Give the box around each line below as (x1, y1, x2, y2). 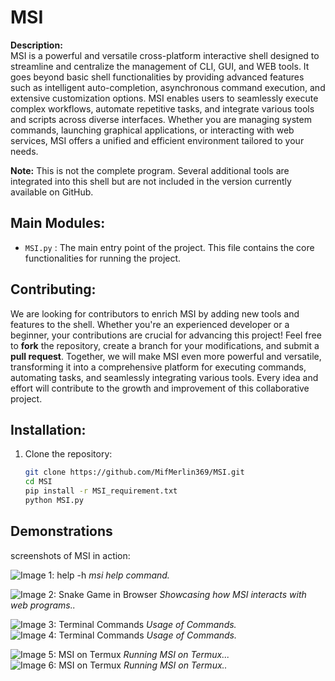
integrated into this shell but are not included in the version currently (10, 175, 292, 187)
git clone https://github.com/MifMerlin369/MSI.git (24, 467, 245, 478)
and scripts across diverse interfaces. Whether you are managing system (10, 113, 312, 125)
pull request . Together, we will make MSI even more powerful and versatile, (10, 350, 322, 362)
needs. (10, 145, 39, 157)
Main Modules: (10, 215, 106, 232)
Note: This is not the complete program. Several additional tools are (10, 164, 290, 176)
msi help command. (88, 569, 170, 581)
